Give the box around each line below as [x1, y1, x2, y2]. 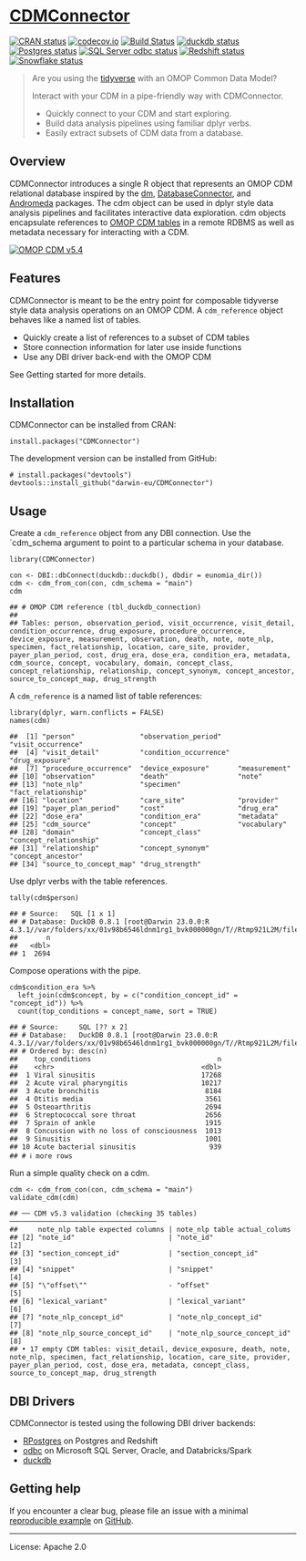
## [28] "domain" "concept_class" [9, 828, 202, 837]
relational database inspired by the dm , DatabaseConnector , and [9, 188, 251, 199]
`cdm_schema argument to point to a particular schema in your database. [9, 537, 284, 548]
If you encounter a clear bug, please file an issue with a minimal [9, 1505, 249, 1516]
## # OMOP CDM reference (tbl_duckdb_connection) [9, 603, 202, 612]
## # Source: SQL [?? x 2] [9, 1023, 128, 1032]
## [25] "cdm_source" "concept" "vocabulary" [9, 820, 287, 830]
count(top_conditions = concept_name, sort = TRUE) [17, 1007, 219, 1017]
